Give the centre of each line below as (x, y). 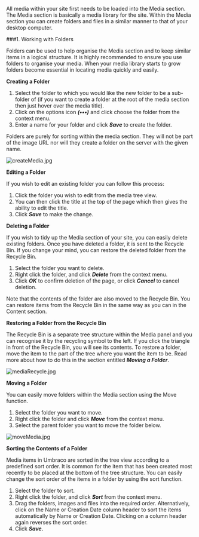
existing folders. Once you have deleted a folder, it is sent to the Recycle (95, 244)
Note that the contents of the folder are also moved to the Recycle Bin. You (98, 299)
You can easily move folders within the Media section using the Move (91, 395)
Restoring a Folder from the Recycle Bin (56, 323)
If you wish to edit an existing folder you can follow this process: (85, 184)
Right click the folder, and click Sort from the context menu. (88, 497)
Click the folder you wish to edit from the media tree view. (86, 195)
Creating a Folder (28, 81)
